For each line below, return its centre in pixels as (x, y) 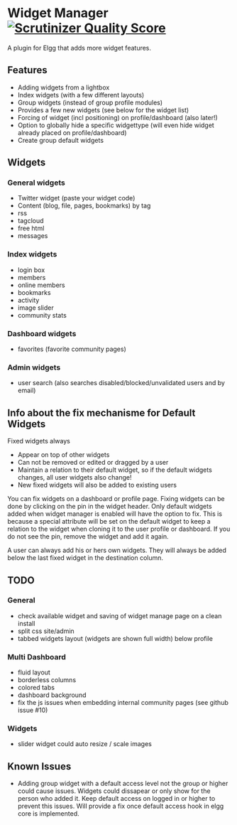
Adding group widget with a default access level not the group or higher (123, 784)
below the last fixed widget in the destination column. (86, 558)
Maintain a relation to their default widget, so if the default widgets (115, 470)
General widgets (36, 183)
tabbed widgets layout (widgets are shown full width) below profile (115, 638)
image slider (36, 308)
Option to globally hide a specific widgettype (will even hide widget (116, 125)
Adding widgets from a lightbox (64, 87)
